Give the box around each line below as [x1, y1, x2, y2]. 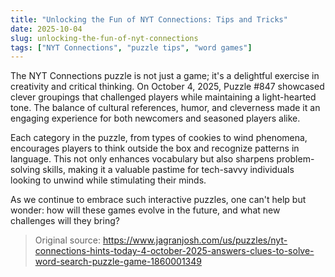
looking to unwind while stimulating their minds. [10, 174, 207, 186]
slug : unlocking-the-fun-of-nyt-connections [10, 33, 199, 43]
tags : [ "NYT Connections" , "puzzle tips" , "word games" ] [10, 42, 253, 53]
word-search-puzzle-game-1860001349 [34, 256, 202, 268]
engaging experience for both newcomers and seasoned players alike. [10, 112, 301, 125]
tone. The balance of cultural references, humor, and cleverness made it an [10, 102, 321, 114]
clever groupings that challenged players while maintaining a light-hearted [10, 91, 317, 103]
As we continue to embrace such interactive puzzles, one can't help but [10, 194, 307, 206]
